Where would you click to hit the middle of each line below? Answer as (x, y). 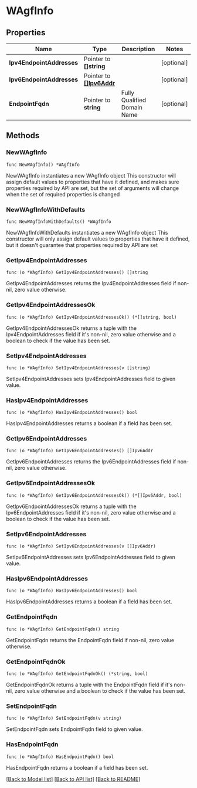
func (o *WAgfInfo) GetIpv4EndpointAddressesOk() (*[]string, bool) (91, 317)
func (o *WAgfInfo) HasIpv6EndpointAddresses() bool (72, 591)
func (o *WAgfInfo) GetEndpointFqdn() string (62, 629)
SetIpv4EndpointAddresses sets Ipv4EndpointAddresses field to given (91, 379)
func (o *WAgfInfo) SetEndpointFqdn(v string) (64, 719)
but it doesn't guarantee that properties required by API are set (82, 245)
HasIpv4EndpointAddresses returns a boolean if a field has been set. (89, 423)
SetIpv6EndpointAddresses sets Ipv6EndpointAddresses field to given (91, 557)
